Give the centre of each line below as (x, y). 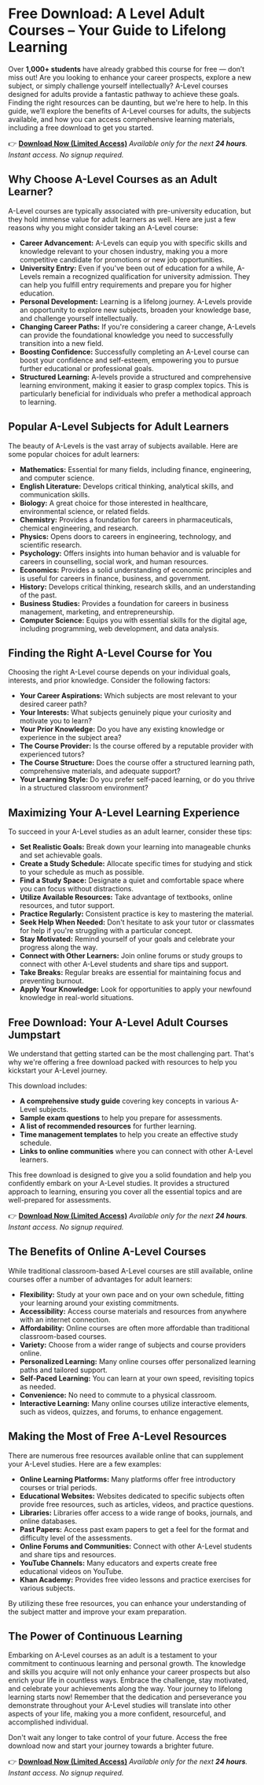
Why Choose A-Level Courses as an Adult (113, 179)
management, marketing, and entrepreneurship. (97, 612)
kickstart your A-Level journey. (58, 1070)
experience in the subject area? (70, 738)
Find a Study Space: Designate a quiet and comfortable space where (132, 880)
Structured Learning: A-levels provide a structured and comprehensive (135, 377)
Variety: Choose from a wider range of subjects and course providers (132, 1344)
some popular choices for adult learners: (74, 454)
